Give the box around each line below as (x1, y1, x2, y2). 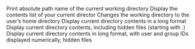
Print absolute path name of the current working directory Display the (6, 5, 178, 12)
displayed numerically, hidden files (6, 37, 92, 43)
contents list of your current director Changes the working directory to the (6, 11, 190, 18)
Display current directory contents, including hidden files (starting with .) (6, 24, 186, 31)
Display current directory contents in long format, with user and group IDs (6, 30, 189, 37)
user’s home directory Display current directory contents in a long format (6, 18, 187, 24)
